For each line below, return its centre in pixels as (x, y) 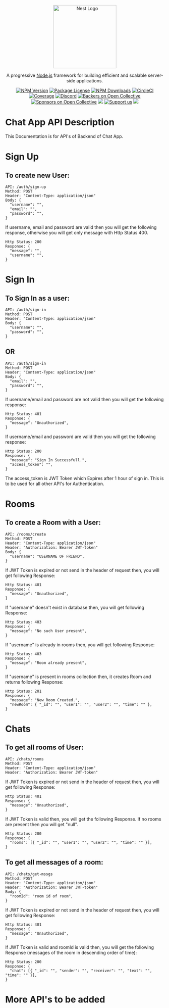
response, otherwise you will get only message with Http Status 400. (77, 232)
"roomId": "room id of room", (41, 896)
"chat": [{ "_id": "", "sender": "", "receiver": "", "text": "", (81, 971)
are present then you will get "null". (42, 824)
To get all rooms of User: (45, 748)
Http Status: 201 (23, 691)
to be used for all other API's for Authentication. (55, 484)
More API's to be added (55, 999)
